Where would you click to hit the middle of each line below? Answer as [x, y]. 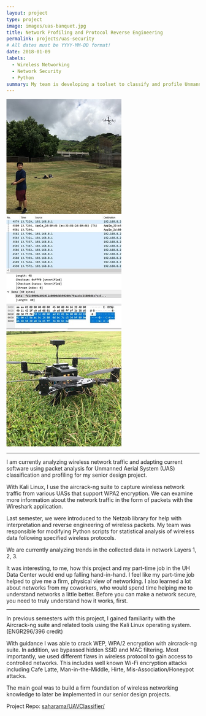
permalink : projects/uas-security [51, 39]
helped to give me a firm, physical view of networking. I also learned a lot [99, 581]
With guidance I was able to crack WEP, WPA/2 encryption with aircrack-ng [102, 644]
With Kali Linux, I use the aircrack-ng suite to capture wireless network [96, 487]
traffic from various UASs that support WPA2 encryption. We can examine [100, 493]
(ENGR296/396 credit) [35, 631]
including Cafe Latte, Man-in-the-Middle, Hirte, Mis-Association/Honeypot [100, 669]
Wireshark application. [35, 507]
